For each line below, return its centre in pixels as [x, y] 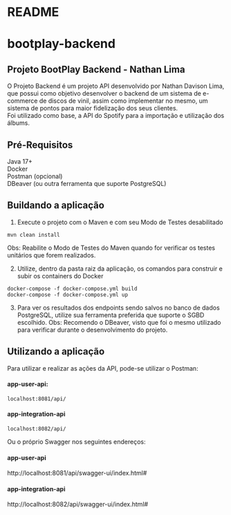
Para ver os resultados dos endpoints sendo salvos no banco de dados [118, 307]
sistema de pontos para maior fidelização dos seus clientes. [93, 108]
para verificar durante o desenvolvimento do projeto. [92, 330]
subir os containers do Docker [60, 276]
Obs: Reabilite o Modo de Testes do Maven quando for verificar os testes [111, 248]
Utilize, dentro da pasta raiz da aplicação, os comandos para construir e [120, 269]
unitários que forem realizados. [52, 255]
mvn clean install [34, 235]
